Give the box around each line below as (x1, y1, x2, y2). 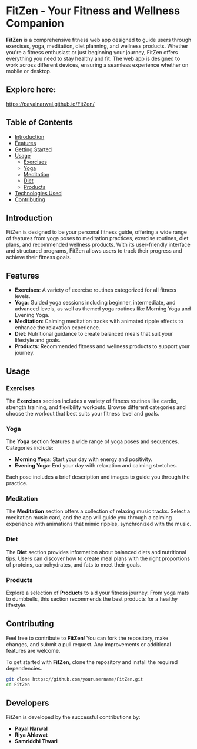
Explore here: (6, 84, 56, 95)
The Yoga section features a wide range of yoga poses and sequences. (6, 438, 179, 445)
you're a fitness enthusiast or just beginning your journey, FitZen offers (6, 48, 178, 55)
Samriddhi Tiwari (14, 738, 58, 745)
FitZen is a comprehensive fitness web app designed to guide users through (6, 36, 192, 43)
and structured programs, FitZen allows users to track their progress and (6, 247, 182, 254)
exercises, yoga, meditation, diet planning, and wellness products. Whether (6, 42, 188, 50)
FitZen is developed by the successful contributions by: (6, 714, 141, 721)
